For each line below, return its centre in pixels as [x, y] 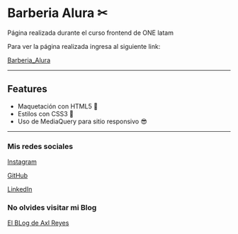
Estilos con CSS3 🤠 [46, 113]
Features [27, 89]
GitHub [18, 176]
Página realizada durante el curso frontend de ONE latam [90, 33]
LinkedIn [20, 189]
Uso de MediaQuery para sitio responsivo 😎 [82, 121]
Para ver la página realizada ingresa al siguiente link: [84, 46]
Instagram [22, 162]
